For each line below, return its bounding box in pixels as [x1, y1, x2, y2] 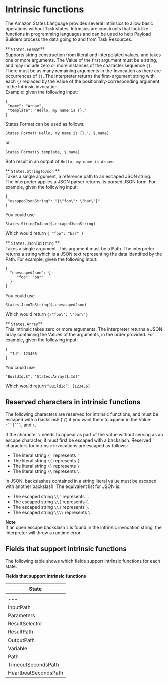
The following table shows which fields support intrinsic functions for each [5, 558, 160, 564]
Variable [8, 645, 28, 652]
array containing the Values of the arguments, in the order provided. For [5, 331, 155, 337]
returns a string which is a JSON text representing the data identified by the [5, 251, 162, 257]
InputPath [8, 604, 31, 611]
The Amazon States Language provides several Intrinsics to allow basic [5, 20, 153, 26]
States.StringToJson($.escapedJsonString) [5, 221, 96, 226]
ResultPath [8, 628, 34, 635]
